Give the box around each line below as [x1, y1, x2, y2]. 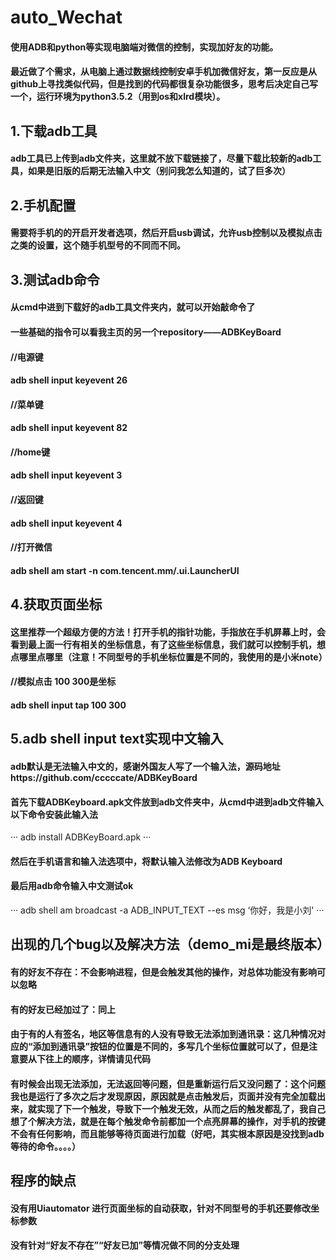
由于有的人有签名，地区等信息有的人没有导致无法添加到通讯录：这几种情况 [10, 1028, 317, 1040]
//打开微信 [10, 541, 53, 553]
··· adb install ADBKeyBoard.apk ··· [10, 831, 152, 843]
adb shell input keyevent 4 [10, 517, 123, 529]
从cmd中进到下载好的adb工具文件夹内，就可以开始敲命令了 [10, 301, 256, 313]
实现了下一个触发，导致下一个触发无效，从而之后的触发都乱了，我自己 [36, 1102, 326, 1115]
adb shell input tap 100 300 [10, 699, 127, 711]
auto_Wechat [10, 6, 123, 29]
